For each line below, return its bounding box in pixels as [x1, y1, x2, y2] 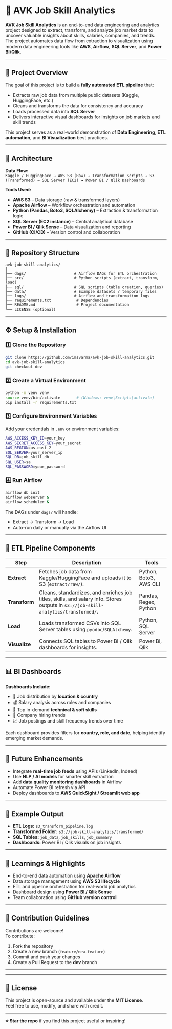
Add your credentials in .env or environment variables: [5, 426, 120, 432]
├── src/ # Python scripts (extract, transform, [5, 276, 159, 281]
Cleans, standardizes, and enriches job [39, 588, 133, 596]
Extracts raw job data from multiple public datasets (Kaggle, [12, 92, 139, 98]
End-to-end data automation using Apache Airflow [12, 872, 121, 879]
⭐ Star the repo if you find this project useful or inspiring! [5, 1018, 126, 1024]
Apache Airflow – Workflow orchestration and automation [12, 202, 136, 208]
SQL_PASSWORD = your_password [5, 464, 66, 470]
